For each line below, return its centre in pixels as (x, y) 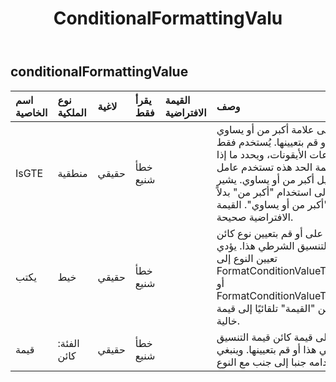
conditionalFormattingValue (99, 72)
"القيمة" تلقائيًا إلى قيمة (266, 308)
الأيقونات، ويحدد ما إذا (262, 154)
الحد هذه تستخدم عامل (264, 167)
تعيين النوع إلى (247, 258)
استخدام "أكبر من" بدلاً (264, 192)
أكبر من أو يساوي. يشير (265, 179)
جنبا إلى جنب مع (272, 362)
